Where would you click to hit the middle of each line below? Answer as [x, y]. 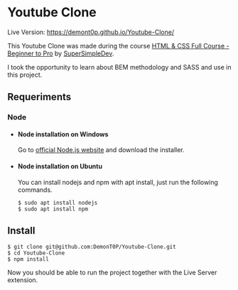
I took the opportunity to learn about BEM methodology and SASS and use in [119, 67]
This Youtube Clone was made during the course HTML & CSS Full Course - [118, 45]
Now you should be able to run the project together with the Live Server [112, 273]
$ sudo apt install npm [53, 209]
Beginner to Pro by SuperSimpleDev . [61, 53]
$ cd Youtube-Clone [36, 253]
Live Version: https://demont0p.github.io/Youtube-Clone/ [91, 32]
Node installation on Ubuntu [60, 166]
